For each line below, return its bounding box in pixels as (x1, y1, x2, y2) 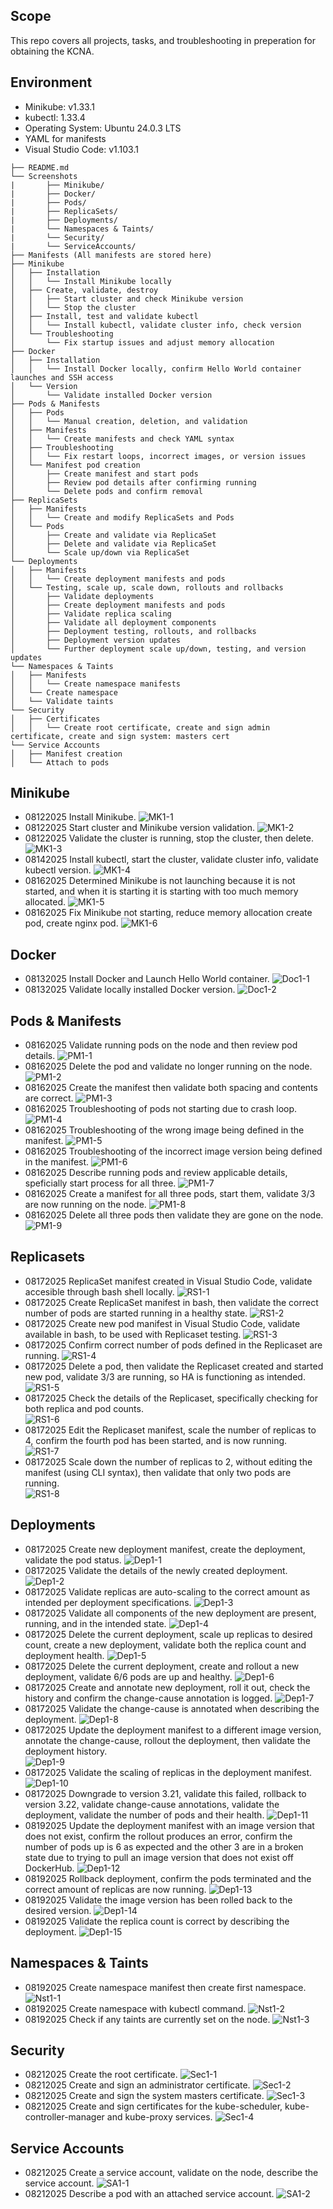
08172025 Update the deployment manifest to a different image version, (24, 1724, 322, 1736)
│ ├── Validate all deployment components (10, 617, 217, 628)
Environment (10, 74, 93, 91)
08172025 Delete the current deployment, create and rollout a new (24, 1660, 300, 1672)
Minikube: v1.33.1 (24, 100, 95, 113)
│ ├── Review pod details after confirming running (10, 477, 257, 488)
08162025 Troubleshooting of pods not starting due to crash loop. (24, 1103, 298, 1115)
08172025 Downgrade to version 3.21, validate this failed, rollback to (24, 1787, 307, 1799)
